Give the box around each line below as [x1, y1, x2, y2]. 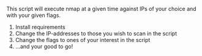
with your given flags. [6, 12, 61, 19]
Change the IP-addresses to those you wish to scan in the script [15, 30, 178, 37]
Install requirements [15, 24, 65, 30]
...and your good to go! [15, 43, 73, 50]
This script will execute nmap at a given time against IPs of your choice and [6, 5, 197, 12]
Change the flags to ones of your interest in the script [15, 37, 151, 43]
